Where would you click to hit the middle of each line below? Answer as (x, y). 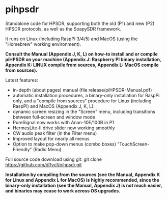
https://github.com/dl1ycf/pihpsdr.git (44, 164)
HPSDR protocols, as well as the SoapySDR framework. (63, 29)
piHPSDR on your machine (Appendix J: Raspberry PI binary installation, (83, 59)
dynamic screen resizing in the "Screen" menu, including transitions (84, 111)
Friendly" (22, 149)
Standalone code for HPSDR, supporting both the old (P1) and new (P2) (80, 23)
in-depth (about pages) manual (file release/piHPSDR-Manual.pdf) (82, 90)
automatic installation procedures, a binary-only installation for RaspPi (86, 95)
